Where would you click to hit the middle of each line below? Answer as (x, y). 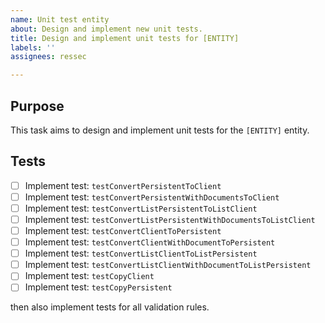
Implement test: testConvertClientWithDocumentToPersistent (150, 242)
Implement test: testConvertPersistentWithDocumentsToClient (152, 197)
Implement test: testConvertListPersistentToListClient (141, 208)
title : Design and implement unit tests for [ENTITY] (125, 38)
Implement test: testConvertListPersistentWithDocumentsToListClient (170, 219)
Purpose (37, 106)
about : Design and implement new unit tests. (106, 29)
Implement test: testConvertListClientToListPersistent (141, 253)
